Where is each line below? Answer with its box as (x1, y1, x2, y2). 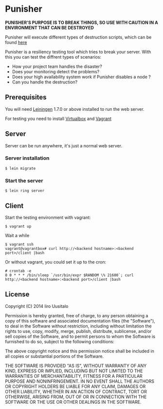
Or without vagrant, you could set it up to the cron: (5, 259, 107, 265)
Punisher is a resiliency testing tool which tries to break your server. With (5, 49, 151, 55)
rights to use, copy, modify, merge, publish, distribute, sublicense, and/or (5, 328, 152, 334)
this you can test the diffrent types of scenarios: (5, 54, 101, 60)
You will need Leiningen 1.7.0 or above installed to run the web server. (5, 106, 145, 112)
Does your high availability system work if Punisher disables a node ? (12, 74, 151, 80)
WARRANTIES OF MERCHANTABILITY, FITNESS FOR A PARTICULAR (5, 373, 143, 379)
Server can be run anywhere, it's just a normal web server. (5, 143, 123, 148)
